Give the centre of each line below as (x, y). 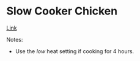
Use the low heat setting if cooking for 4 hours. (75, 51)
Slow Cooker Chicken (62, 11)
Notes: (15, 39)
